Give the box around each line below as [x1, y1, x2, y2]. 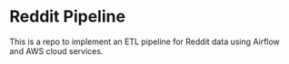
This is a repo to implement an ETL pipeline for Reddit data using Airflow [9, 36, 280, 47]
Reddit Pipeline [9, 6, 125, 27]
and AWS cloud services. [9, 45, 104, 56]
